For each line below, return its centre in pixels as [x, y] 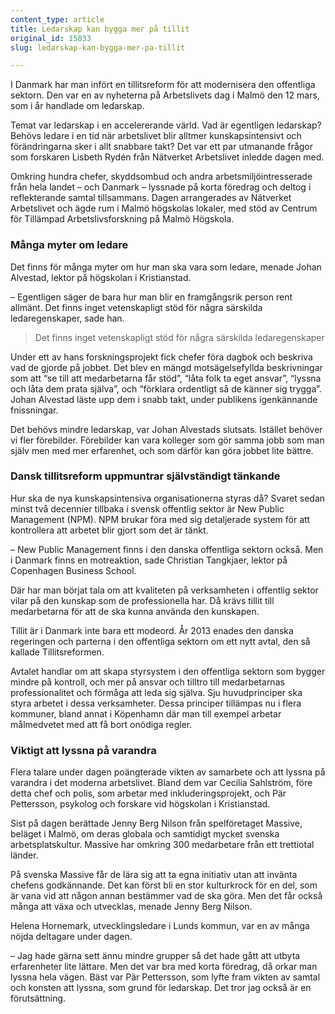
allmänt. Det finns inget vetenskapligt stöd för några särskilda [136, 307]
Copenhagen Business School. [73, 570]
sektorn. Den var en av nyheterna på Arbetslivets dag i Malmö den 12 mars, [165, 95]
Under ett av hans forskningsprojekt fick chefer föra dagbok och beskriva [161, 357]
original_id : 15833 [51, 38]
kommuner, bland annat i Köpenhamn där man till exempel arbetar [146, 713]
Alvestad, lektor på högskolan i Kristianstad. [101, 277]
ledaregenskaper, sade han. [67, 318]
